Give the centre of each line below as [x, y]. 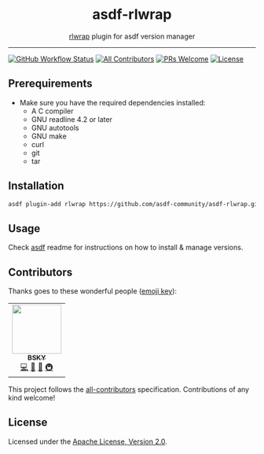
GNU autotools [55, 127]
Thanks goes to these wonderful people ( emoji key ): [93, 291]
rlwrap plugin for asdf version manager [132, 36]
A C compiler [52, 111]
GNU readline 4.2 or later [71, 119]
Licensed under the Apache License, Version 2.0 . [88, 441]
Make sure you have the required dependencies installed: [112, 102]
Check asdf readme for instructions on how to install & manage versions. [126, 247]
